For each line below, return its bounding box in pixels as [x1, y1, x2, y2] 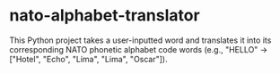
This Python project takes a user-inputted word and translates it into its [9, 35, 272, 45]
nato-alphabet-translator [9, 5, 200, 26]
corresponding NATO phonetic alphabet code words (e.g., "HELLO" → [9, 44, 268, 54]
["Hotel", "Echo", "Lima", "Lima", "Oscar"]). [9, 53, 168, 64]
